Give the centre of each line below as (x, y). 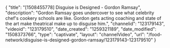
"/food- (154, 34)
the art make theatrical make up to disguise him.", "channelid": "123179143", (85, 23)
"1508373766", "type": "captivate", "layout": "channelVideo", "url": (75, 34)
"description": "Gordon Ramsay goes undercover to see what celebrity (80, 13)
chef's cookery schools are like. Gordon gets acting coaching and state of (83, 18)
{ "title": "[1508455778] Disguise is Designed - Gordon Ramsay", (73, 7)
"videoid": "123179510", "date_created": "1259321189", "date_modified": (81, 29)
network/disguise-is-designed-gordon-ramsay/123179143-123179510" (79, 40)
